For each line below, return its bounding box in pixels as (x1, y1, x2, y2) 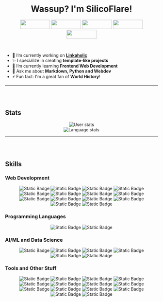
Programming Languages (5, 213, 66, 220)
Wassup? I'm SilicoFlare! (31, 3, 132, 15)
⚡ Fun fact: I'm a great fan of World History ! (12, 73, 100, 79)
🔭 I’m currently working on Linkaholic (12, 52, 87, 58)
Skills (5, 160, 22, 168)
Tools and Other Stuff (5, 265, 57, 271)
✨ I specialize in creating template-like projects (12, 57, 109, 63)
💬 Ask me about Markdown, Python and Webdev (12, 68, 112, 74)
